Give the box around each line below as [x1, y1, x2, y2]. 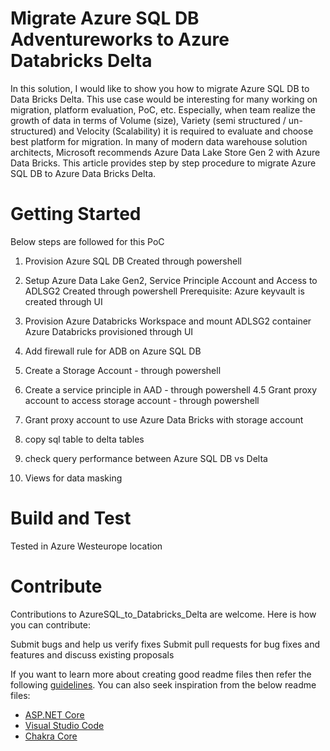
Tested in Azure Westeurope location [10, 540, 163, 552]
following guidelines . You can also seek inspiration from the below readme [10, 678, 317, 691]
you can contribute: [10, 618, 91, 631]
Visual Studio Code [24, 719, 105, 731]
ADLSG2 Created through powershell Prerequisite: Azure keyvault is [24, 285, 305, 297]
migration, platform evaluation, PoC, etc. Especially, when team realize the [10, 103, 317, 116]
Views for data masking [24, 472, 123, 484]
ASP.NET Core [24, 708, 85, 721]
